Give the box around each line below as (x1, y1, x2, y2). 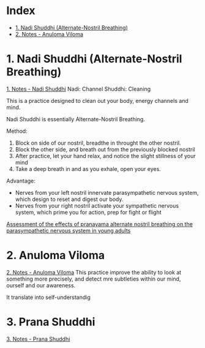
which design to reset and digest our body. (15, 195, 124, 203)
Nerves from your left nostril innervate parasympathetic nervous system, (15, 189, 199, 196)
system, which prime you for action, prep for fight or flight (15, 208, 162, 216)
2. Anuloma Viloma (6, 249, 105, 262)
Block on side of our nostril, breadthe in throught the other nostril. (15, 139, 182, 146)
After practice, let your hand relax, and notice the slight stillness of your (15, 152, 196, 159)
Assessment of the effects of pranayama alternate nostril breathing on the (6, 220, 193, 227)
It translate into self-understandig (6, 293, 91, 301)
